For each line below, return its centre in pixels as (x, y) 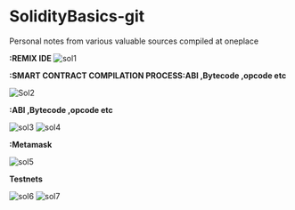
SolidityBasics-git (77, 16)
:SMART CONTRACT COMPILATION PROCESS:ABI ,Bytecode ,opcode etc (148, 75)
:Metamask (31, 144)
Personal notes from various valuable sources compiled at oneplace (134, 41)
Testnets (26, 179)
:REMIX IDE (30, 58)
